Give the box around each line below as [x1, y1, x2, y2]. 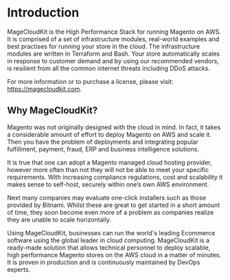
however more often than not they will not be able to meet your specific [7, 165, 209, 173]
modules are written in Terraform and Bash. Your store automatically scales [7, 50, 220, 58]
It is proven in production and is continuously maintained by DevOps [7, 258, 200, 266]
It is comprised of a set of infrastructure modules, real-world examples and [7, 34, 220, 43]
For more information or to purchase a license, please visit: [7, 77, 174, 85]
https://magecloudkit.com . [7, 85, 82, 93]
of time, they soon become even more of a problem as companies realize [7, 208, 214, 216]
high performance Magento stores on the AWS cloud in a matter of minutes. [7, 250, 222, 259]
